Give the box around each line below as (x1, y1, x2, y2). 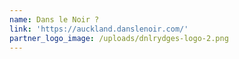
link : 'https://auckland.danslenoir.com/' (9, 24, 189, 34)
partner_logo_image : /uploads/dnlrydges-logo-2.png (9, 33, 229, 43)
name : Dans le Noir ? (9, 14, 100, 25)
